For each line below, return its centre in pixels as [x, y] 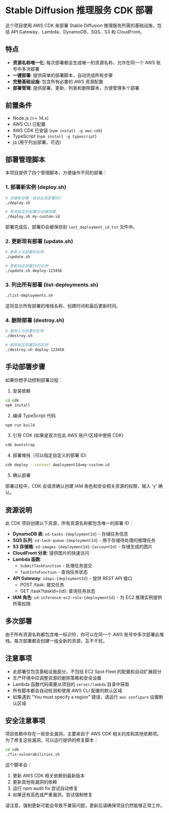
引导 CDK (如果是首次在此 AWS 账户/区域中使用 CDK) [68, 435]
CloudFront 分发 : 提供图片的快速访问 [51, 553]
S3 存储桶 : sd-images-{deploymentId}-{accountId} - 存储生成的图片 [82, 547]
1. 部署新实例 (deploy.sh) [36, 187]
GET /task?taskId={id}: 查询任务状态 [58, 591]
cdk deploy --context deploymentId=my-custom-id [57, 465]
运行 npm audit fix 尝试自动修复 [45, 788]
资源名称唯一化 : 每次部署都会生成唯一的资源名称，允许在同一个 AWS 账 [87, 62]
